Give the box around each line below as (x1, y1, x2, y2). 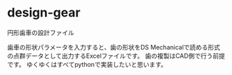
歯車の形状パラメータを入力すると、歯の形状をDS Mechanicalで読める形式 (7, 43, 221, 51)
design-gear (7, 5, 81, 21)
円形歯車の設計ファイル (7, 28, 74, 36)
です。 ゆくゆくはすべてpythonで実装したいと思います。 (7, 60, 167, 68)
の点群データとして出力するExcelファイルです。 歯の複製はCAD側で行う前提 (7, 52, 226, 60)
